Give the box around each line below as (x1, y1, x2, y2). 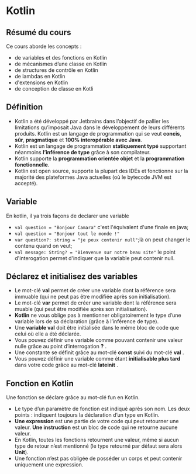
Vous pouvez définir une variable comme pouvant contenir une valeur (14, 337, 183, 344)
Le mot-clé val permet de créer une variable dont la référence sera (14, 287, 176, 294)
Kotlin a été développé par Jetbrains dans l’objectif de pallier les (14, 117, 170, 124)
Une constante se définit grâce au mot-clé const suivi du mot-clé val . (14, 349, 184, 356)
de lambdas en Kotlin (14, 73, 66, 79)
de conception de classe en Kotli (14, 85, 94, 92)
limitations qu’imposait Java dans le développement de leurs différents (14, 124, 185, 131)
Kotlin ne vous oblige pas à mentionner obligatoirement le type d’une (14, 312, 181, 319)
